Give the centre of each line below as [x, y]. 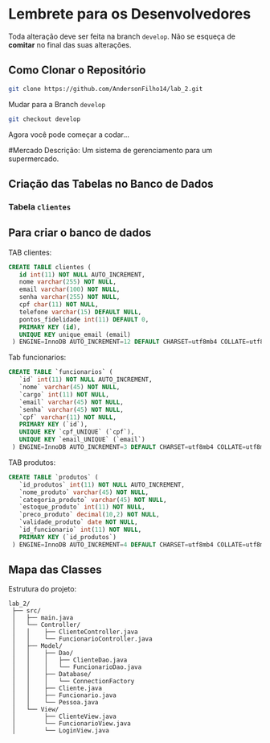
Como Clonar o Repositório [77, 71]
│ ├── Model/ [37, 646]
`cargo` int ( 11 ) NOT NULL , [64, 394]
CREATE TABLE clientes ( [50, 267]
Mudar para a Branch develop [57, 104]
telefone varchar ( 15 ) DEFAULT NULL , [80, 312]
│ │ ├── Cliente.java [57, 689]
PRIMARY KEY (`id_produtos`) [67, 537]
